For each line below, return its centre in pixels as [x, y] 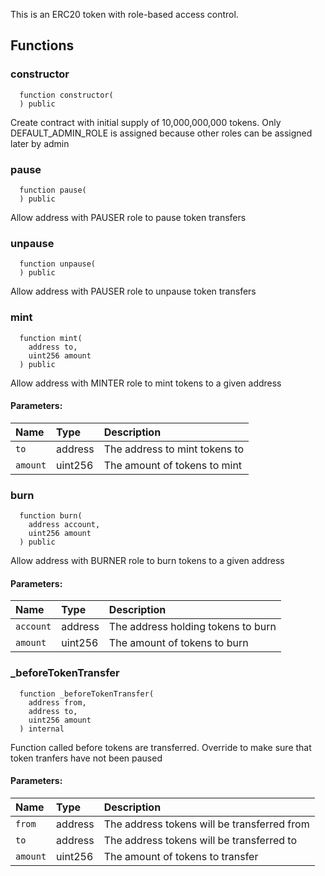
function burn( [51, 516]
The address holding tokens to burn [192, 627]
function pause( [53, 190]
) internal [42, 729]
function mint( [51, 338]
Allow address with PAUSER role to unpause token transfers [133, 291]
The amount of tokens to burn [178, 643]
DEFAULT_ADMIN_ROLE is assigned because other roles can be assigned [161, 133]
